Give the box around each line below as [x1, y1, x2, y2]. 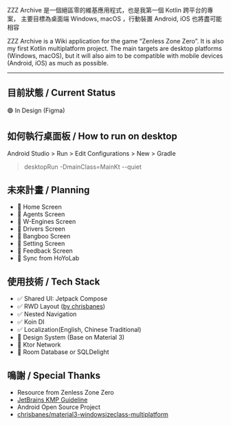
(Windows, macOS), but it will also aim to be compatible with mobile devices [7, 52, 223, 60]
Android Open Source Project [16, 403, 101, 411]
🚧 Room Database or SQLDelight [16, 348, 109, 356]
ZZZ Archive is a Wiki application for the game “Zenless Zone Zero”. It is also [7, 37, 224, 45]
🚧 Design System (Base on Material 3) [16, 333, 125, 342]
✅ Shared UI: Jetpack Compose [16, 295, 108, 303]
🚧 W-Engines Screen [16, 218, 76, 226]
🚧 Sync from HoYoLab [16, 254, 80, 262]
